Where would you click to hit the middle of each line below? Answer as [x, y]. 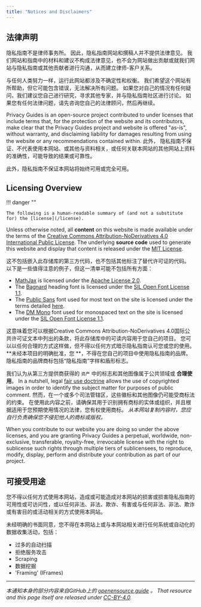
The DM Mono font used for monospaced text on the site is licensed [99, 312]
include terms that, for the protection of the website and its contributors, [95, 121]
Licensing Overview [44, 188]
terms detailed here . [39, 306]
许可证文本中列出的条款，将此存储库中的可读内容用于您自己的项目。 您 [98, 338]
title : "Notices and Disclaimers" [49, 12]
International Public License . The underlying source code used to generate [99, 242]
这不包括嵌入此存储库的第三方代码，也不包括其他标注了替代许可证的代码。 [98, 261]
